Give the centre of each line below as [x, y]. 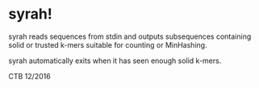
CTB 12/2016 [29, 76]
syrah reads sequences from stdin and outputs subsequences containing [130, 36]
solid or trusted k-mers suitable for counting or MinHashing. [108, 44]
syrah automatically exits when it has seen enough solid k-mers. [115, 61]
